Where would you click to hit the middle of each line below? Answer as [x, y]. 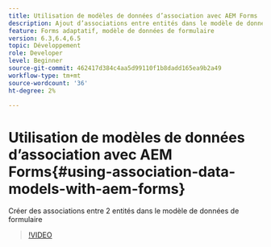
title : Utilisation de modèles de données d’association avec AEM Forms [133, 16]
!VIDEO [40, 235]
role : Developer [35, 53]
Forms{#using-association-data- [122, 172]
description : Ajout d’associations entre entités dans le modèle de [126, 23]
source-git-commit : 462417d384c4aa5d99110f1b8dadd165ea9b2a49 [115, 68]
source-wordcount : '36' [48, 83]
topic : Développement [45, 46]
